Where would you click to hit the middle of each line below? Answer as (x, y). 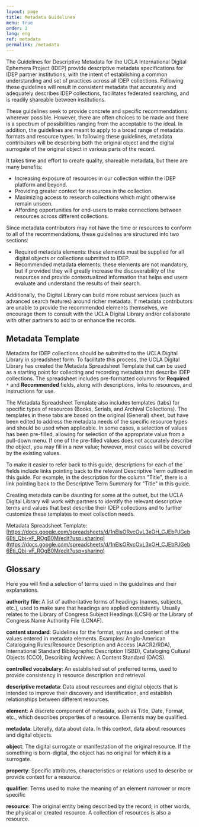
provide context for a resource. (44, 777)
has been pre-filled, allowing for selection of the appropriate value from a (96, 434)
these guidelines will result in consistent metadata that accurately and (91, 87)
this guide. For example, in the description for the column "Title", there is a (97, 477)
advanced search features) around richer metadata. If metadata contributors (99, 301)
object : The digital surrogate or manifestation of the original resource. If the (98, 746)
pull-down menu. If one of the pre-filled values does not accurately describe (99, 440)
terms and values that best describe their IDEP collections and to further (94, 507)
